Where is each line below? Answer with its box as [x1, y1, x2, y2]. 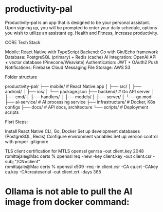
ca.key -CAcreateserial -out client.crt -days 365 [5, 169, 101, 174]
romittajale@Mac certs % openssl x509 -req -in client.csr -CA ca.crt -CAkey [5, 164, 158, 170]
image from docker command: [5, 196, 130, 208]
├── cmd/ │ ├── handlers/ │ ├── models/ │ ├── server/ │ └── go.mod [5, 94, 152, 100]
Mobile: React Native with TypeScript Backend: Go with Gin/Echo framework [5, 49, 158, 55]
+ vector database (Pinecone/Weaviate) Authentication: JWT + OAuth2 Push [5, 59, 159, 65]
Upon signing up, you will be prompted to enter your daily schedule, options [5, 24, 157, 30]
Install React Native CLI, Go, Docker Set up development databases [5, 128, 140, 134]
